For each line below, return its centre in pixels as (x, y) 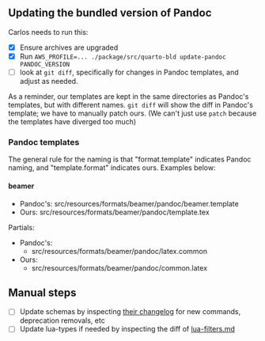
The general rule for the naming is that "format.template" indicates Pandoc (130, 159)
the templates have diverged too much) (72, 121)
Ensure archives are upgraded (69, 47)
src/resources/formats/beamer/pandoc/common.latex (119, 267)
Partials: (21, 227)
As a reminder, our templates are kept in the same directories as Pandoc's (129, 97)
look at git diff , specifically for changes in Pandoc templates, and (129, 72)
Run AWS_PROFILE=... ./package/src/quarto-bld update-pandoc (123, 56)
